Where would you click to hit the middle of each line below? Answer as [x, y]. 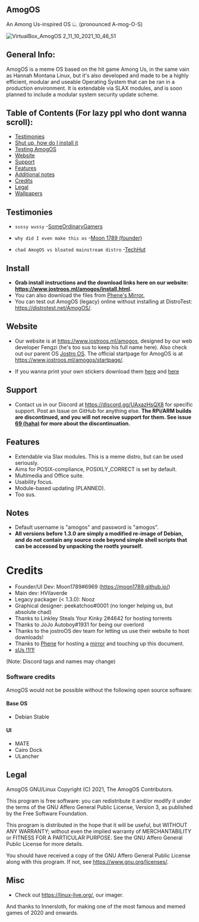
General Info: [31, 55]
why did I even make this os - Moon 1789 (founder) [78, 238]
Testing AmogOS [35, 149]
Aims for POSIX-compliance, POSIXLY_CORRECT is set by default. [96, 469]
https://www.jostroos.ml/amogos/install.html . [73, 289]
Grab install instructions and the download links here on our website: [102, 283]
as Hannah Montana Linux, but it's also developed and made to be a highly [97, 75]
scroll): [20, 122]
